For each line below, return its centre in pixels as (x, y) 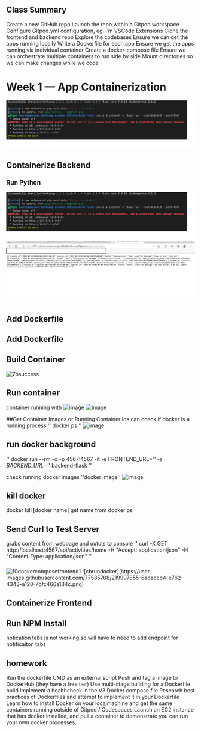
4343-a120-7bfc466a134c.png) (45, 584)
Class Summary (36, 10)
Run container (33, 393)
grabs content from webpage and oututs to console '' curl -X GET (87, 544)
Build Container (36, 360)
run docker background (51, 444)
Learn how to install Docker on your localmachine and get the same (89, 703)
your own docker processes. (41, 722)
